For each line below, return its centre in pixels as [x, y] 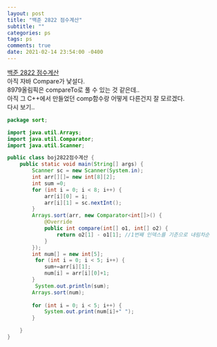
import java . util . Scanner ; [46, 146]
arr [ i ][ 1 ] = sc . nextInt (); [83, 203]
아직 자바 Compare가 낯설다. [46, 81]
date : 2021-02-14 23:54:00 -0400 [55, 52]
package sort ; [28, 120]
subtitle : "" [26, 26]
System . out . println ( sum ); [72, 286]
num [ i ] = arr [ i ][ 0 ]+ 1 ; [77, 273]
